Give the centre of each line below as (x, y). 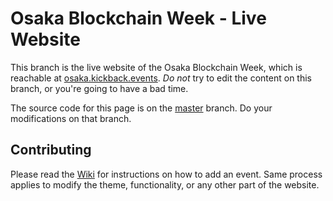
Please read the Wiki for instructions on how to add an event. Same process (166, 174)
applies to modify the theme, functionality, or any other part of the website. (165, 184)
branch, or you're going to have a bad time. (99, 88)
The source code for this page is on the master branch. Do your (141, 108)
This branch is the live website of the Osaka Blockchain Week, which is (156, 67)
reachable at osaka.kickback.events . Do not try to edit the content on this (161, 78)
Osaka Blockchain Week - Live (138, 18)
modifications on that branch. (71, 118)
